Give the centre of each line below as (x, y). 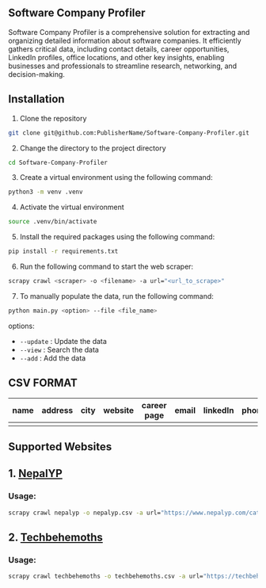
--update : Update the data (63, 341)
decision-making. (37, 74)
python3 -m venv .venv (46, 192)
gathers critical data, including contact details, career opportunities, (119, 49)
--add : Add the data (53, 358)
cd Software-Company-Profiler (58, 162)
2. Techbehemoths (55, 537)
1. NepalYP (36, 473)
